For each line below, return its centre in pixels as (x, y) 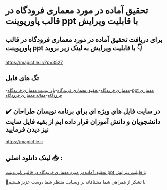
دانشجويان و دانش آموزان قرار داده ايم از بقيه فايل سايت (83, 122)
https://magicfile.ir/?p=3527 (34, 62)
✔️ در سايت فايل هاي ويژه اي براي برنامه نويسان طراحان (83, 112)
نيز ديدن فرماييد (27, 130)
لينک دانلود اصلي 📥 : (34, 158)
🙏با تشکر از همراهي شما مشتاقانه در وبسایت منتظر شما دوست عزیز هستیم (76, 182)
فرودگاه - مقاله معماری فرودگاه (34, 95)
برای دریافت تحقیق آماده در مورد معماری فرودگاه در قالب (84, 40)
